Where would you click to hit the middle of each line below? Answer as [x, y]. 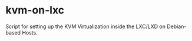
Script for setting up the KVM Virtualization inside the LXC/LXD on [86, 26]
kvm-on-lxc [35, 10]
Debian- [177, 26]
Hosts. [30, 32]
